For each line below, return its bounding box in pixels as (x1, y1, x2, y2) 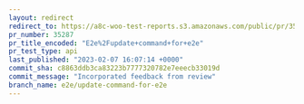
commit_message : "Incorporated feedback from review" (8, 72, 217, 81)
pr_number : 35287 (8, 30, 74, 39)
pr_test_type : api (8, 47, 78, 56)
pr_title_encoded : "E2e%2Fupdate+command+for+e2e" (8, 38, 204, 48)
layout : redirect (8, 13, 74, 23)
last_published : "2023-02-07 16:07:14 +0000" (8, 55, 183, 64)
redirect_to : (8, 22, 58, 31)
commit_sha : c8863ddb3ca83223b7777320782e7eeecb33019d (8, 64, 221, 73)
